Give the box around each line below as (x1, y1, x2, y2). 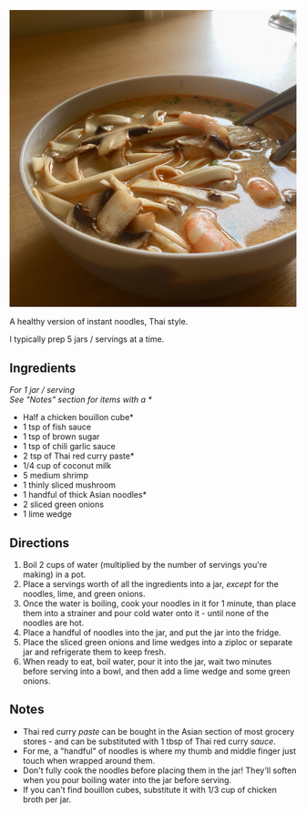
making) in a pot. (22, 569, 87, 580)
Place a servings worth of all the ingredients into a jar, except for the (22, 578, 280, 589)
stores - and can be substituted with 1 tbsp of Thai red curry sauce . (22, 736, 276, 747)
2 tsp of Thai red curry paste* (22, 450, 135, 461)
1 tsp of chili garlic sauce (22, 441, 117, 452)
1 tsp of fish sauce (22, 421, 92, 433)
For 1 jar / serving (9, 385, 76, 396)
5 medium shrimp (22, 470, 89, 481)
